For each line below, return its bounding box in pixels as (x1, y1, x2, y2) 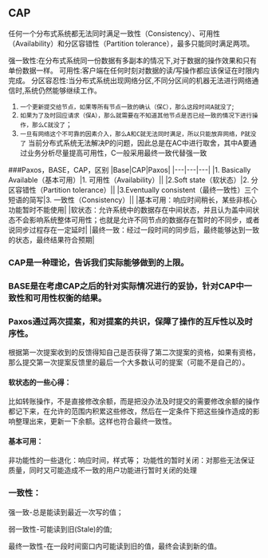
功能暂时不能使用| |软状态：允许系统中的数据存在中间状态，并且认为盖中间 (8, 205, 253, 214)
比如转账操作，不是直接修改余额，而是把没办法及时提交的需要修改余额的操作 (8, 397, 260, 406)
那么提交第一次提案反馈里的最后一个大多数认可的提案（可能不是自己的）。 (8, 357, 250, 367)
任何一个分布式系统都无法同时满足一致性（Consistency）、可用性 (8, 28, 221, 38)
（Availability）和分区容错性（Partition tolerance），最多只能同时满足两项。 (8, 38, 254, 48)
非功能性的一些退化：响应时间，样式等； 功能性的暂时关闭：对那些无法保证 (8, 456, 255, 465)
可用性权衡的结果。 (33, 292, 107, 303)
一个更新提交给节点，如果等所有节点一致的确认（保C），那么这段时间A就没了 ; (19, 102, 235, 111)
